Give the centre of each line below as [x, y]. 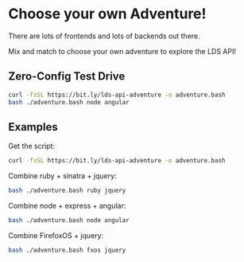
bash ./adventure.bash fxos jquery [67, 250]
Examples [33, 127]
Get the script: [32, 146]
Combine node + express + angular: [67, 206]
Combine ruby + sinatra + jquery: [62, 176]
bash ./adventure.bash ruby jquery [67, 191]
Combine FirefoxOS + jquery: [56, 235]
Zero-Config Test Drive [67, 76]
